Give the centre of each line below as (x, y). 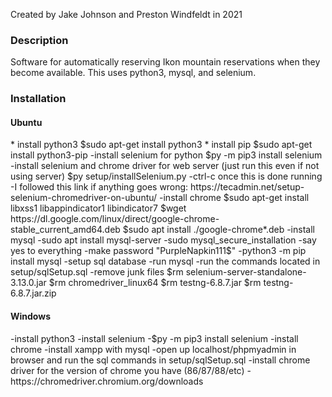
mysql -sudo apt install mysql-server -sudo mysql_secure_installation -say (163, 240)
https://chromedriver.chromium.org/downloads (107, 381)
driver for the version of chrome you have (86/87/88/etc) (127, 370)
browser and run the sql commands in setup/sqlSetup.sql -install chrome (160, 360)
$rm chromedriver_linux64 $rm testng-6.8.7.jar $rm (155, 283)
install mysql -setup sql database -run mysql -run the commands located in (165, 261)
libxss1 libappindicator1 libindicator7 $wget (98, 208)
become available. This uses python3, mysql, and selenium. (133, 73)
